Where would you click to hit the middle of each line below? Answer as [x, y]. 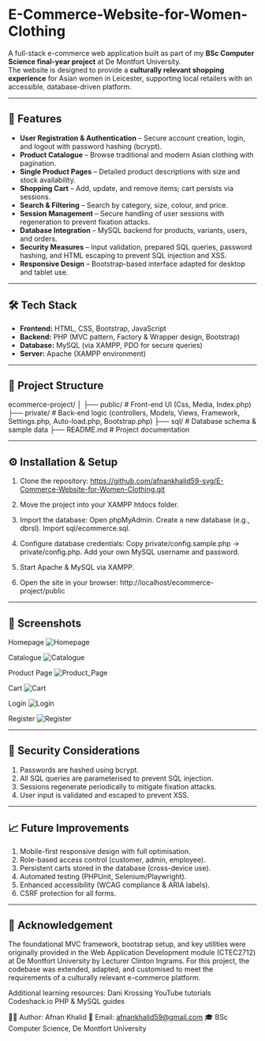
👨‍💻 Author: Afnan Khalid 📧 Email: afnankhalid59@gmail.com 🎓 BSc [118, 1017]
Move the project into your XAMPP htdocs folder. [99, 505]
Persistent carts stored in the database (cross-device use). [115, 868]
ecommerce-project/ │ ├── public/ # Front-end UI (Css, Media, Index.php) [130, 405]
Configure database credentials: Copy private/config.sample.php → [129, 544]
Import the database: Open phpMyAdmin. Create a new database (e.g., [134, 520]
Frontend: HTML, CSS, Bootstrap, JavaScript [93, 328]
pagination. [38, 163]
